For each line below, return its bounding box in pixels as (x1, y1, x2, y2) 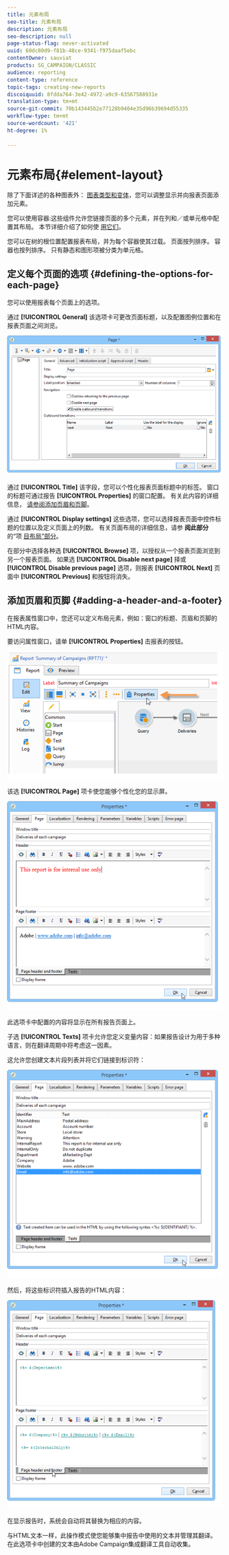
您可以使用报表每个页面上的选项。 (7, 298, 104, 307)
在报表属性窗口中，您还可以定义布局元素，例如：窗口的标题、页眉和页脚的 (7, 614, 217, 622)
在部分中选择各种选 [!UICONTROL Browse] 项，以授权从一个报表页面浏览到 (7, 547, 221, 555)
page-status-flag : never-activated (7, 40, 109, 47)
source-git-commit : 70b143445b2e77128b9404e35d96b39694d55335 (7, 105, 189, 113)
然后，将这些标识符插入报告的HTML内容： (7, 1286, 127, 1294)
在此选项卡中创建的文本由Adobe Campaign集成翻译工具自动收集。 (7, 1540, 195, 1548)
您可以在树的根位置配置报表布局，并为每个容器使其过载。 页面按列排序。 (7, 237, 213, 245)
